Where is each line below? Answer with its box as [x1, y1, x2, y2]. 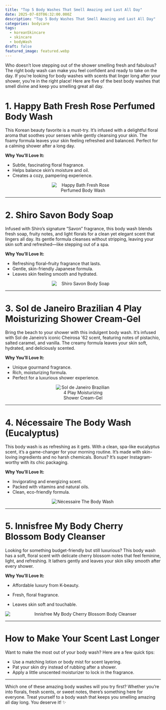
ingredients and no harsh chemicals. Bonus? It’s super [18, 454, 128, 460]
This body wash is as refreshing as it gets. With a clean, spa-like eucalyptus [5, 444, 160, 450]
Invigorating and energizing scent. [12, 479, 83, 485]
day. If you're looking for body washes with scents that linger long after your [5, 73, 161, 79]
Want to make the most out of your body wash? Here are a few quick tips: [5, 649, 155, 655]
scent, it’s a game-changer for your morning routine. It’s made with [5, 449, 141, 455]
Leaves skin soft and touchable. [12, 601, 78, 608]
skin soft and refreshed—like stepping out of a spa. [5, 242, 110, 248]
